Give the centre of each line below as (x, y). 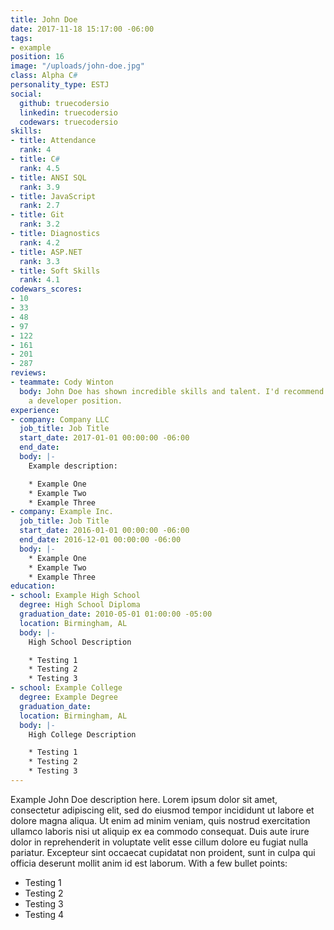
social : (26, 94)
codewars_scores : (46, 289)
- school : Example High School (75, 596)
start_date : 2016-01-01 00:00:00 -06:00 (104, 531)
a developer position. (75, 401)
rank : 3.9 (39, 187)
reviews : (28, 373)
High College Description (82, 734)
